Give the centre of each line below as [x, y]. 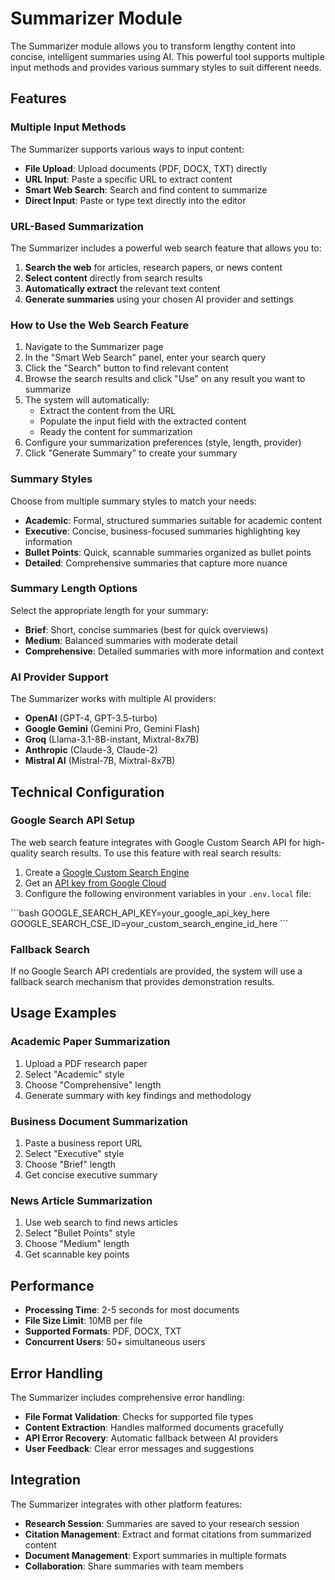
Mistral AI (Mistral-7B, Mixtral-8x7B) [100, 761]
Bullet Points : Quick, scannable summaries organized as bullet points [168, 552]
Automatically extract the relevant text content [122, 288]
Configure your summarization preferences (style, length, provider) [163, 443]
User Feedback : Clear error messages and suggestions [139, 1448]
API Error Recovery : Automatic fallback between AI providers [151, 1438]
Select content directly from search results [113, 278]
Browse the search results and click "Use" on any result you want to [165, 379]
